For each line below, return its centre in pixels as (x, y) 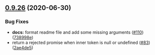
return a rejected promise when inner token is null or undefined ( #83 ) (81, 42)
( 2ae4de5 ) (23, 47)
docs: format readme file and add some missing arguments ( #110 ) (78, 32)
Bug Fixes (17, 22)
